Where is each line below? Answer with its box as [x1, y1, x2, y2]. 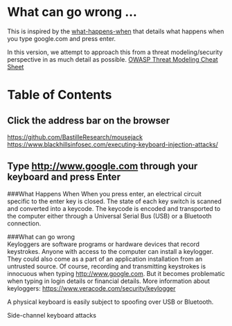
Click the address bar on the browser [7, 114, 170, 126]
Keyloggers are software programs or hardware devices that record [7, 240, 199, 248]
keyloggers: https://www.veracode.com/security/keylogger [7, 284, 176, 292]
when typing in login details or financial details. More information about [7, 277, 210, 285]
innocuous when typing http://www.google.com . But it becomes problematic [7, 269, 225, 277]
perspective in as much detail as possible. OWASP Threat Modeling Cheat [7, 55, 218, 63]
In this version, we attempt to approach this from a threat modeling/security [7, 48, 223, 56]
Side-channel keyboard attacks [7, 311, 97, 319]
